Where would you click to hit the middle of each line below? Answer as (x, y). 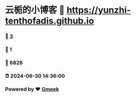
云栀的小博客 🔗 (35, 10)
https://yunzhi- (99, 10)
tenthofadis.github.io (50, 21)
